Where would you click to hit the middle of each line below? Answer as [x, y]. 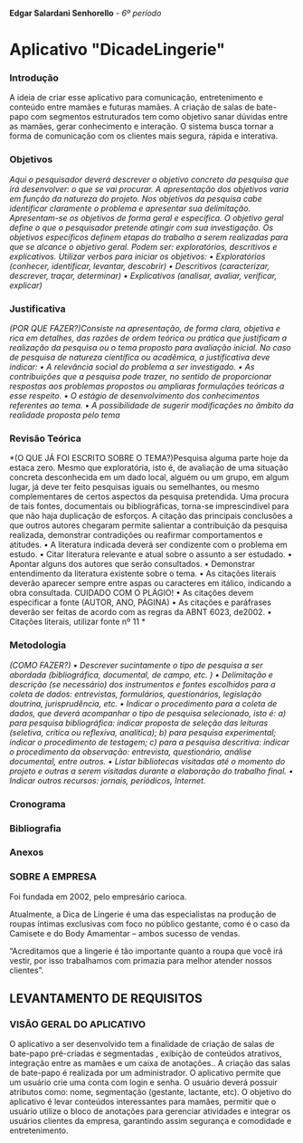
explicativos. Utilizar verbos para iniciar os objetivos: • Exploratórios [137, 256]
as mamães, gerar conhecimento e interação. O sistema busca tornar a [142, 127]
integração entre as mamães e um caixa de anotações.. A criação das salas [150, 1063]
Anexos [27, 852]
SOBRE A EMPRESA [53, 877]
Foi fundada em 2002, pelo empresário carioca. [98, 897]
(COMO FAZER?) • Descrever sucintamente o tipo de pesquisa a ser [137, 665]
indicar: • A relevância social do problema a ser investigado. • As [132, 367]
